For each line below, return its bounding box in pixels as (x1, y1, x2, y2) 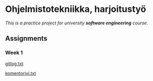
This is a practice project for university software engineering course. (5, 20, 149, 26)
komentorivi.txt (5, 70, 36, 76)
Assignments (5, 34, 48, 43)
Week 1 (5, 49, 23, 56)
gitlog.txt (5, 61, 24, 67)
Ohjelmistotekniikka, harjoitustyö (5, 3, 146, 15)
